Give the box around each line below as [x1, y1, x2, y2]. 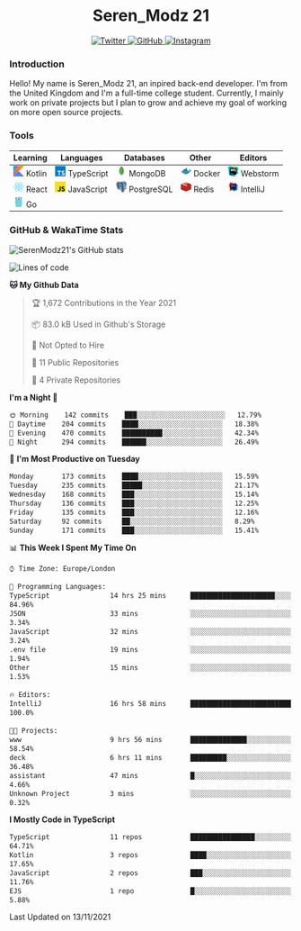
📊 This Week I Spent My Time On [9, 542, 137, 553]
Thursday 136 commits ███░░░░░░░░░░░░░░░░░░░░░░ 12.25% [9, 499, 259, 508]
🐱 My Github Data [9, 279, 79, 290]
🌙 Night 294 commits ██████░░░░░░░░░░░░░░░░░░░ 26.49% [9, 438, 259, 447]
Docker [192, 168, 221, 179]
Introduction [9, 58, 65, 70]
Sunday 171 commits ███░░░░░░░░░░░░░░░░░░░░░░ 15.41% [9, 526, 259, 535]
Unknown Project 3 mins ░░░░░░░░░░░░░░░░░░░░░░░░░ [9, 789, 292, 798]
